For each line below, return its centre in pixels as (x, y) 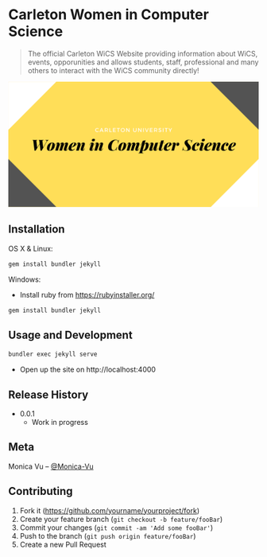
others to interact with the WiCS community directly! (114, 70)
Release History (48, 394)
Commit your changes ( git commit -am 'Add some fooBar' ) (116, 528)
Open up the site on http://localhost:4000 (88, 370)
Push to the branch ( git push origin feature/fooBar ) (108, 536)
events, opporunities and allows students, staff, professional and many (143, 62)
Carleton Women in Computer (108, 15)
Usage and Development (70, 335)
